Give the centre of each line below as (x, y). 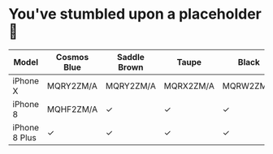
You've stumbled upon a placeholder (135, 14)
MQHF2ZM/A (72, 109)
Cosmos (72, 57)
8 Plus (24, 137)
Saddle (130, 57)
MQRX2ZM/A (189, 86)
